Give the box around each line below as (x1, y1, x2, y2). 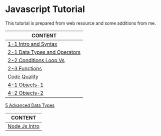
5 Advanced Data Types (5, 102, 55, 108)
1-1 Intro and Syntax (7, 40, 57, 47)
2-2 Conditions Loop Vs (7, 57, 65, 64)
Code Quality (7, 73, 38, 80)
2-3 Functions (7, 65, 42, 72)
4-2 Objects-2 (7, 89, 44, 96)
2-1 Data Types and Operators (7, 49, 81, 56)
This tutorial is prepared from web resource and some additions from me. (5, 20, 156, 26)
